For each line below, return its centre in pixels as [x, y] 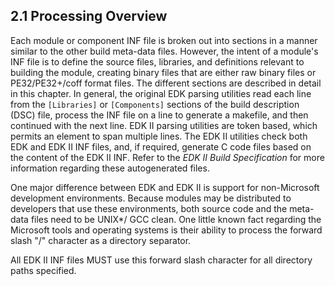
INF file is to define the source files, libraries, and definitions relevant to [157, 61]
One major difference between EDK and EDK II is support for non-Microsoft [165, 187]
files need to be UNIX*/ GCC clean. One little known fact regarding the [176, 219]
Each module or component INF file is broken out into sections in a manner [164, 40]
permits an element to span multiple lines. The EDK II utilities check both [159, 136]
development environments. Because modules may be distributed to [151, 198]
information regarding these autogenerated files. [110, 168]
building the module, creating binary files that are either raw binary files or [163, 72]
